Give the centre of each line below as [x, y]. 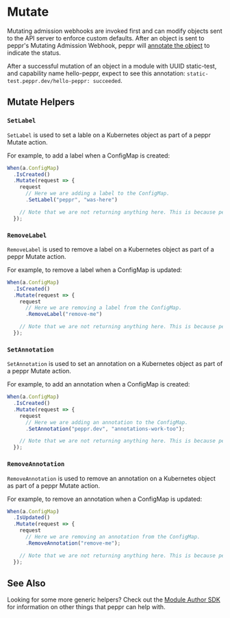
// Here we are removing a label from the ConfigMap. [104, 308]
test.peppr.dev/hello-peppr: [49, 81]
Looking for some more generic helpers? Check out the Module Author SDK [114, 600]
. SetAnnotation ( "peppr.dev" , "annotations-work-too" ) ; [105, 429]
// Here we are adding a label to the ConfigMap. [97, 194]
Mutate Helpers [41, 102]
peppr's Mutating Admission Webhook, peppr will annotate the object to [108, 45]
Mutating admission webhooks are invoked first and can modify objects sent [115, 31]
